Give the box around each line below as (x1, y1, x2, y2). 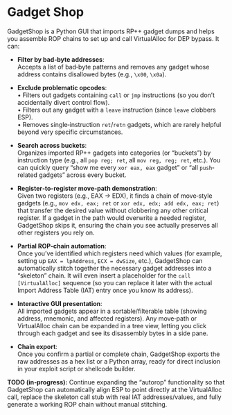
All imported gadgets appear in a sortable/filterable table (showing (17, 307, 207, 315)
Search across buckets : (17, 141, 87, 149)
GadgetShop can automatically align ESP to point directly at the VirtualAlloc (7, 385, 222, 393)
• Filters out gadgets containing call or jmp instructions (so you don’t (17, 91, 215, 99)
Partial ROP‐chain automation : (17, 242, 107, 250)
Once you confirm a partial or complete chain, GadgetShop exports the (17, 350, 220, 358)
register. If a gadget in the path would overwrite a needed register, (17, 213, 206, 222)
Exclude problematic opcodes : (17, 83, 107, 92)
